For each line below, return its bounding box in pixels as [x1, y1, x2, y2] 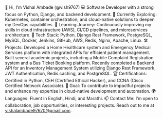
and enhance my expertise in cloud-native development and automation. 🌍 [5, 88, 156, 94]
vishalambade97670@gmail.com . [5, 108, 72, 113]
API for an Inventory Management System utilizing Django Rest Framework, [5, 65, 156, 71]
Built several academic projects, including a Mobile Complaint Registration [5, 55, 154, 60]
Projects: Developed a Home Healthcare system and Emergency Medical [5, 45, 151, 50]
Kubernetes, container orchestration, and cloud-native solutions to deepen [5, 17, 155, 22]
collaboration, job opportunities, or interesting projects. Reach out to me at [5, 102, 155, 108]
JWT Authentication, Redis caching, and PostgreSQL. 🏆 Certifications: [5, 70, 147, 76]
